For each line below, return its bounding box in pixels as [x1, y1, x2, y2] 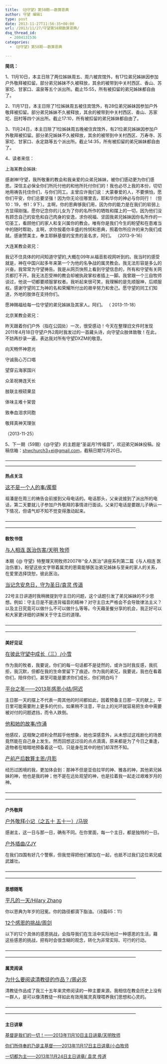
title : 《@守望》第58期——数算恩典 [5, 7, 69, 12]
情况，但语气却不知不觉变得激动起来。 [9, 508, 88, 514]
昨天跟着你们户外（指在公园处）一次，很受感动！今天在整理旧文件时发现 [5, 322, 153, 329]
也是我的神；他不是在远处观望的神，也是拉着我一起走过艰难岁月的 [26, 773, 162, 779]
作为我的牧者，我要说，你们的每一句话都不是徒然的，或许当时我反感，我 [5, 662, 153, 668]
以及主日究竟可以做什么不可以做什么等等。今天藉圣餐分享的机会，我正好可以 [5, 606, 162, 611]
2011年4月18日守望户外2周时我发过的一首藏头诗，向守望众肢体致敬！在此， [5, 329, 159, 335]
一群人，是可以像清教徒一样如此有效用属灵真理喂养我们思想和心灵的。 [5, 994, 149, 1000]
